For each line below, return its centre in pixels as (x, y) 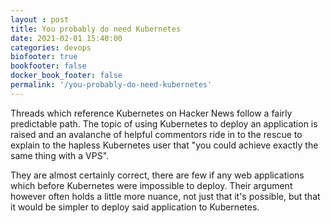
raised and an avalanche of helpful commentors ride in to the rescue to (156, 134)
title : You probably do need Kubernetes (96, 29)
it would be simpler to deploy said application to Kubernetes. (135, 207)
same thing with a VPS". (60, 155)
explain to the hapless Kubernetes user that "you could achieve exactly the (164, 145)
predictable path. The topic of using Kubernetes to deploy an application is (164, 123)
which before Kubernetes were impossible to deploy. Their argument (151, 185)
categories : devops (51, 47)
